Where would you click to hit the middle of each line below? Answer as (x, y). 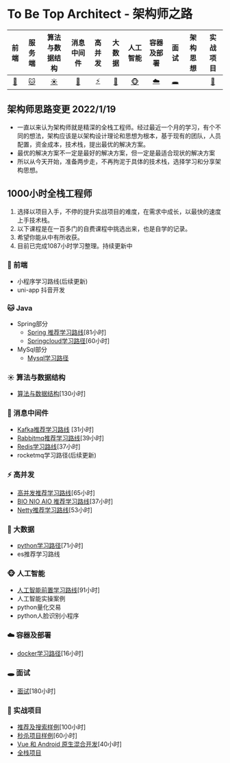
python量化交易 (39, 607)
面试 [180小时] (36, 691)
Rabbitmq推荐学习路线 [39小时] (61, 438)
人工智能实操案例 (41, 598)
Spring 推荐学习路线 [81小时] (67, 332)
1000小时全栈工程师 (50, 193)
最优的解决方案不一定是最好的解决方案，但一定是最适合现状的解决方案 (116, 153)
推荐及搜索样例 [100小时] (51, 727)
